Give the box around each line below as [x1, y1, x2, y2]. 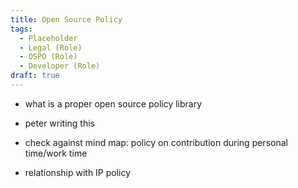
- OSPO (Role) [19, 52, 78, 62]
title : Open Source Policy [10, 14, 123, 25]
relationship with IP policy [24, 166, 132, 178]
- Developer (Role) [19, 61, 101, 71]
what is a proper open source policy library [24, 97, 203, 110]
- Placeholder [19, 33, 78, 43]
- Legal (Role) [19, 42, 83, 53]
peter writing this [24, 117, 96, 129]
